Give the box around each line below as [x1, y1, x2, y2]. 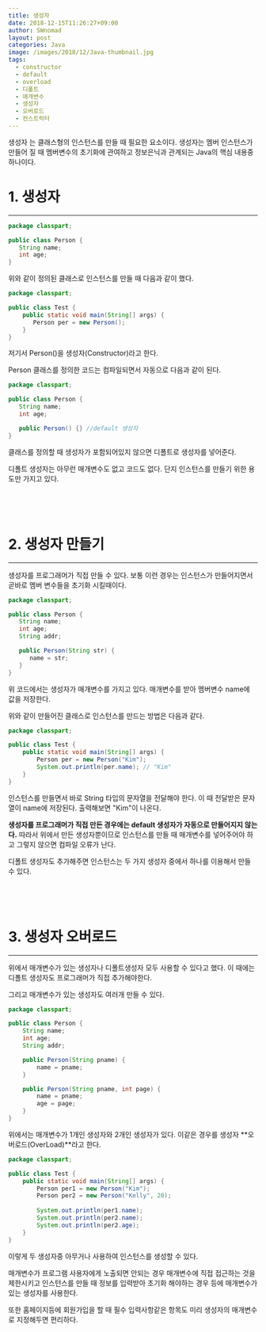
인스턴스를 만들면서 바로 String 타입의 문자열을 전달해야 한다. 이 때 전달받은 [8, 793, 241, 802]
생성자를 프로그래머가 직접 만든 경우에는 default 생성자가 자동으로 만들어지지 [8, 820, 244, 829]
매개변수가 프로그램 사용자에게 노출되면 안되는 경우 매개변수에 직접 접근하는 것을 [8, 1268, 256, 1277]
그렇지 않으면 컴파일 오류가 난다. [16, 839, 116, 849]
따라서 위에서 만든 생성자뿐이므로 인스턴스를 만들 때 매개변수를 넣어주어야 [18, 829, 245, 839]
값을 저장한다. [8, 694, 51, 703]
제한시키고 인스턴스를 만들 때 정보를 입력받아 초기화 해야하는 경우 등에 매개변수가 [8, 1278, 258, 1288]
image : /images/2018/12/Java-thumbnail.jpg [8, 48, 154, 56]
